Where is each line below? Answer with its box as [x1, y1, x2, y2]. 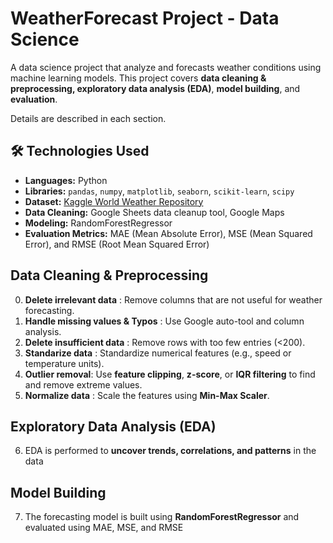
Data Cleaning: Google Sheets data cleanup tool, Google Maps [24, 206, 285, 218]
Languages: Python [24, 174, 108, 186]
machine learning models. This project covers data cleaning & [10, 72, 267, 84]
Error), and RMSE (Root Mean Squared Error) [24, 238, 210, 250]
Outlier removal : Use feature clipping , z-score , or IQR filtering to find [24, 368, 316, 380]
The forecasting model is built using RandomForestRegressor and [24, 511, 300, 523]
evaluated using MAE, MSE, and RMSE [24, 522, 184, 534]
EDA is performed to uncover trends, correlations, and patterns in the [24, 445, 317, 457]
